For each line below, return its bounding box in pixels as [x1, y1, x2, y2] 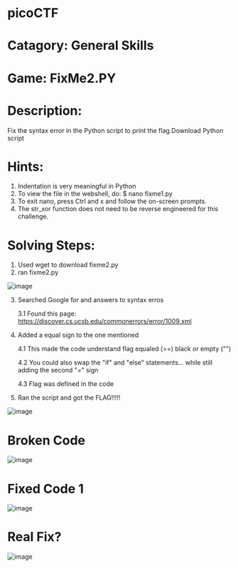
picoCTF [7, 5, 59, 21]
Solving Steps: [7, 237, 96, 253]
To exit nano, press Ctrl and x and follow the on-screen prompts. [17, 197, 207, 205]
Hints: [7, 159, 44, 175]
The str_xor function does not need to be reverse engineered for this [17, 205, 219, 213]
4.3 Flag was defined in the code [17, 380, 114, 388]
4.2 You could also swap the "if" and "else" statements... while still [17, 358, 213, 367]
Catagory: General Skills [7, 38, 154, 54]
